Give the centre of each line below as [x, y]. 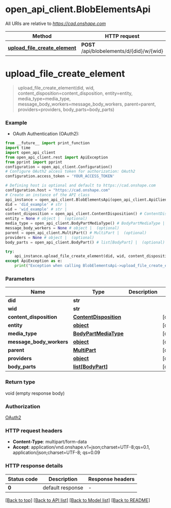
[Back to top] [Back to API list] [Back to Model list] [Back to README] [78, 500]
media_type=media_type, [44, 98]
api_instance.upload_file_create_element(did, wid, [70, 256]
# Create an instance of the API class [48, 195]
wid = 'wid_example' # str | [36, 209]
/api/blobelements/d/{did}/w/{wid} [122, 51]
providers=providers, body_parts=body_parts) [66, 109]
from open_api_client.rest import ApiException [57, 157]
